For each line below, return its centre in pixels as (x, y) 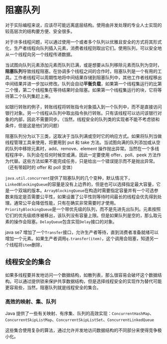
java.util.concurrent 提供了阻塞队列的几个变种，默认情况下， (69, 178)
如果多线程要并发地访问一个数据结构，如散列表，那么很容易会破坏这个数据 (81, 275)
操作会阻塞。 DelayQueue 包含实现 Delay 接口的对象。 (65, 221)
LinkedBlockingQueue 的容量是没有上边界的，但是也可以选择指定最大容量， (81, 184)
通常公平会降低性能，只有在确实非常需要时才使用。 (66, 203)
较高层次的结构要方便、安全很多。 (40, 31)
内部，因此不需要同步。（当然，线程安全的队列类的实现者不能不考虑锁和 (87, 119)
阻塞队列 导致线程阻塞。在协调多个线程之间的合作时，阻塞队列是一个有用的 (81, 71)
